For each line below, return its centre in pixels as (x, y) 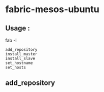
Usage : (18, 28)
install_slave (20, 58)
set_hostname (19, 63)
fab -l (11, 40)
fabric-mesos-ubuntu (52, 9)
